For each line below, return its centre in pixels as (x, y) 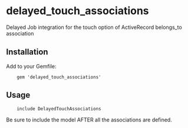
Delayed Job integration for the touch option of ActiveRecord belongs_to (94, 27)
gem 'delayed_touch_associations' (59, 77)
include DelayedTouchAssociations (59, 109)
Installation (27, 52)
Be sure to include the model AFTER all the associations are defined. (89, 120)
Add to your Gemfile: (32, 66)
